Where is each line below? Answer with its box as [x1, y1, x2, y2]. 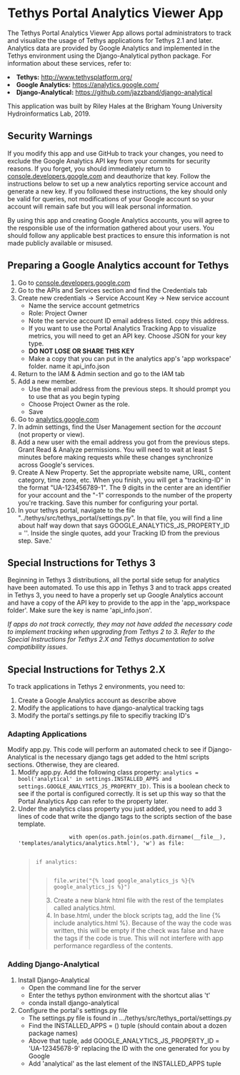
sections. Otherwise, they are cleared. [7, 760, 119, 769]
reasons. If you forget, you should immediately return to [7, 164, 171, 173]
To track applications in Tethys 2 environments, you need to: [7, 682, 186, 691]
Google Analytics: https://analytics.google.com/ [16, 80, 159, 89]
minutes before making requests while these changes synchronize [17, 453, 214, 461]
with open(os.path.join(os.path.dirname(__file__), [69, 834, 226, 841]
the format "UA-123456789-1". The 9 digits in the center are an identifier [17, 483, 231, 492]
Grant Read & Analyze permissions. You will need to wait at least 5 [17, 445, 213, 454]
